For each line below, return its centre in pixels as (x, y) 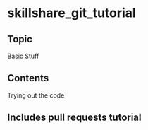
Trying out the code (36, 95)
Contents (28, 78)
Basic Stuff (23, 56)
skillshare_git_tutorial (72, 13)
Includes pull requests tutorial (74, 118)
